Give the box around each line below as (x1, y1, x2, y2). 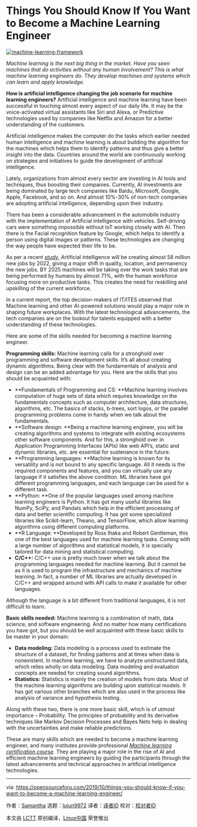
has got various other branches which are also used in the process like (14, 688, 186, 695)
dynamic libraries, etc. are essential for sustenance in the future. (14, 448, 171, 455)
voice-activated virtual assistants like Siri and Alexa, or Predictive (6, 108, 164, 115)
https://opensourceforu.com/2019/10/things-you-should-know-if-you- (16, 784, 186, 791)
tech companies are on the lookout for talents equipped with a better (6, 315, 172, 322)
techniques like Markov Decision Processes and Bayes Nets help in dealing (6, 718, 188, 725)
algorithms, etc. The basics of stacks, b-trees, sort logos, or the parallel (14, 404, 188, 411)
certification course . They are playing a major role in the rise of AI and (6, 748, 175, 755)
